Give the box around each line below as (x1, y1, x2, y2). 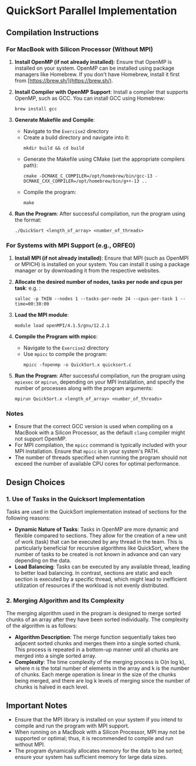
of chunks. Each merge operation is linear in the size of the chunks (14, 671, 177, 678)
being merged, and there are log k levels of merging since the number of (14, 677, 191, 684)
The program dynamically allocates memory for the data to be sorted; (14, 747, 183, 754)
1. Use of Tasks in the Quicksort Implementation (6, 494, 145, 503)
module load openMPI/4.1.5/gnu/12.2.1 (14, 323, 110, 329)
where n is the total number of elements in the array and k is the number (14, 665, 190, 672)
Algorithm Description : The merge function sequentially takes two (14, 633, 177, 640)
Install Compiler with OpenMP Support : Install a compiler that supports (14, 88, 188, 95)
